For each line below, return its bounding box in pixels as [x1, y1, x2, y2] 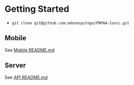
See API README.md [4, 74, 48, 80]
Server [4, 61, 26, 70]
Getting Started [4, 3, 70, 15]
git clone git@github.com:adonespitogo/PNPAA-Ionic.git [11, 21, 130, 26]
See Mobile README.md [4, 47, 55, 53]
